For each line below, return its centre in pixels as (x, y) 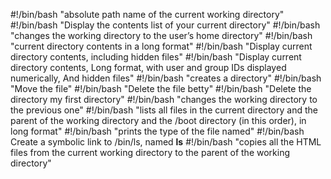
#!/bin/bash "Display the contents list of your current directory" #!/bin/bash (165, 25)
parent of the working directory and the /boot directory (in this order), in (158, 120)
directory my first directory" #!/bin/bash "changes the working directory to (164, 99)
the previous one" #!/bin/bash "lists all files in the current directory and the (164, 110)
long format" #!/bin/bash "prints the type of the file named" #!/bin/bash (157, 131)
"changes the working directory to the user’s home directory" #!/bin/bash (161, 35)
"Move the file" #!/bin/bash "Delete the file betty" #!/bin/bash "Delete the (161, 88)
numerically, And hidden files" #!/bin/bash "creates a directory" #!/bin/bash (166, 78)
